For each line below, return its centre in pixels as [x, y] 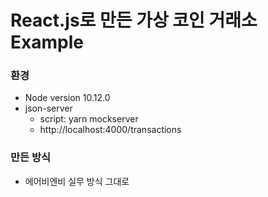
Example [47, 42]
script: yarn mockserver [89, 119]
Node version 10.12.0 [67, 98]
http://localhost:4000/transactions [110, 130]
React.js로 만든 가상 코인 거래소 [134, 20]
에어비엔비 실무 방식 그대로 [77, 181]
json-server [48, 108]
